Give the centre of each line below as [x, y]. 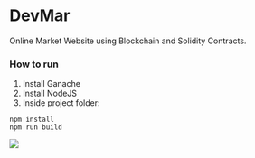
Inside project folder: [61, 103]
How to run [34, 64]
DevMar [40, 16]
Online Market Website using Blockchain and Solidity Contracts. [128, 41]
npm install [32, 120]
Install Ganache [52, 84]
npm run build [36, 127]
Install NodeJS [50, 93]
